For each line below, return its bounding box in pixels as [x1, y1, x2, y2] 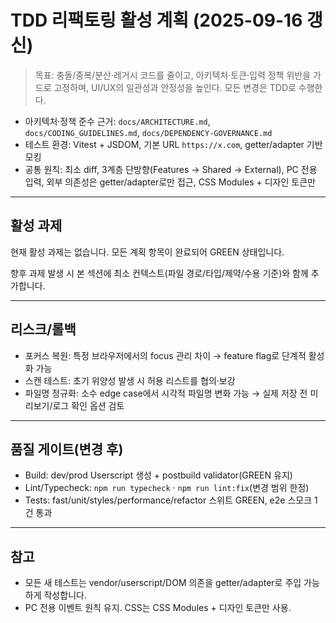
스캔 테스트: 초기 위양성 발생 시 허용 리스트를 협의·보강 [24, 374, 236, 386]
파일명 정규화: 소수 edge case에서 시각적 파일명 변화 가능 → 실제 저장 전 [24, 387, 308, 399]
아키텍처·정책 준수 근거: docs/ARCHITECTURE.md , [24, 115, 211, 127]
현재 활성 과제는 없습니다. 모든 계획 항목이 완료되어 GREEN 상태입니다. [10, 246, 285, 258]
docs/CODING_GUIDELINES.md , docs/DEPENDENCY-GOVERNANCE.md [24, 126, 273, 138]
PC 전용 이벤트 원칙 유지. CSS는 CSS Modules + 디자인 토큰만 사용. [24, 602, 292, 614]
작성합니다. [43, 589, 87, 601]
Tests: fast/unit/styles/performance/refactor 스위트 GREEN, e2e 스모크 [24, 494, 313, 506]
